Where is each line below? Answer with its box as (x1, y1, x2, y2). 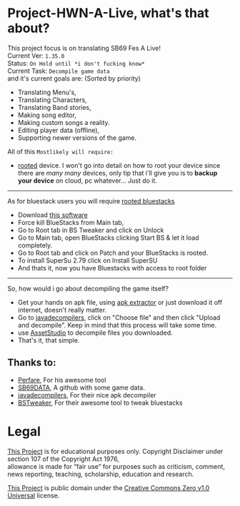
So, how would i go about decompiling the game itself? (7, 284, 169, 293)
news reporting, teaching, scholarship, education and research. (7, 470, 194, 478)
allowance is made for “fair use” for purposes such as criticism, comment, (7, 462, 225, 470)
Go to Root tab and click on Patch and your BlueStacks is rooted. (17, 248, 209, 257)
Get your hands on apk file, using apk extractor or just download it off (17, 298, 223, 306)
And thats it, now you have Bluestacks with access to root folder (17, 263, 207, 272)
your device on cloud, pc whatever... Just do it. (17, 176, 157, 185)
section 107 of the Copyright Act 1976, (7, 455, 119, 463)
